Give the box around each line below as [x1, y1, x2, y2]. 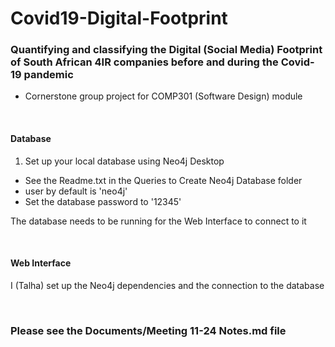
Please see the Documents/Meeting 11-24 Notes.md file [10, 323, 287, 337]
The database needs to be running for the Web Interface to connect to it [10, 215, 307, 227]
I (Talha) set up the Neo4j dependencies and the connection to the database [10, 279, 325, 291]
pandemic [23, 68, 74, 82]
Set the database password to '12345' [24, 195, 182, 207]
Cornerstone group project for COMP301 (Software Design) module [24, 90, 303, 102]
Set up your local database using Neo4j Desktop [24, 155, 225, 167]
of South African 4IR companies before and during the [10, 55, 279, 69]
